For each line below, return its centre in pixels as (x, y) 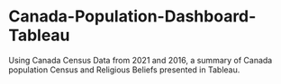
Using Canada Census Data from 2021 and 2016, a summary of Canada (140, 60)
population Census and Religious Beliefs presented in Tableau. (124, 70)
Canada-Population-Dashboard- (132, 17)
